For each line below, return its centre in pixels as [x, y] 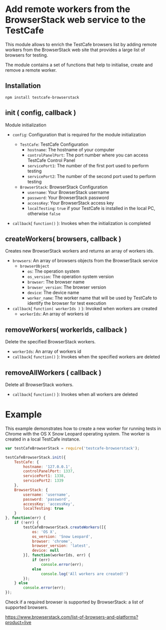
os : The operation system [53, 271]
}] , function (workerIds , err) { [57, 555]
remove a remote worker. [31, 70]
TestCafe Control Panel [51, 160]
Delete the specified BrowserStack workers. [50, 342]
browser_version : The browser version [67, 287]
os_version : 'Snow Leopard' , [62, 537]
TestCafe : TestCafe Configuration [54, 144]
